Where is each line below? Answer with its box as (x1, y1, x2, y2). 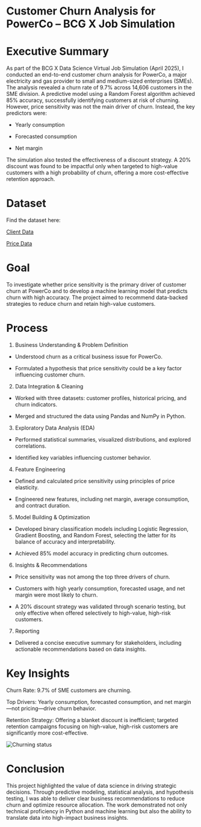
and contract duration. (14, 502, 70, 509)
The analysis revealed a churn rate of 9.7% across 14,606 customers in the (6, 84, 192, 91)
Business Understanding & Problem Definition (14, 341, 128, 348)
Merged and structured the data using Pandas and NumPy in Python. (14, 412, 186, 420)
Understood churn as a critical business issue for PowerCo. (14, 353, 162, 360)
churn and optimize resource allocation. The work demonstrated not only (6, 801, 188, 808)
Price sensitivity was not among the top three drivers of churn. (14, 573, 170, 580)
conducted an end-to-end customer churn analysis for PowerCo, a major (6, 71, 187, 78)
